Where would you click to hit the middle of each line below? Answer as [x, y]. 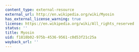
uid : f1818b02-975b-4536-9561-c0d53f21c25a [51, 38]
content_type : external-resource [40, 10]
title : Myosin [20, 33]
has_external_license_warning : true [43, 19]
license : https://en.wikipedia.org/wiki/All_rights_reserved [70, 24]
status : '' [16, 28]
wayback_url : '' [22, 42]
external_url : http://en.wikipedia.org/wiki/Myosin [60, 14]
